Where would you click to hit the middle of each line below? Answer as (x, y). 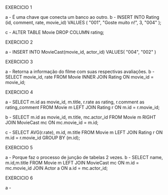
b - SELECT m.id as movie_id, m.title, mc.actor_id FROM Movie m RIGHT (81, 117)
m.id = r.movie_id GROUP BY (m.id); (43, 138)
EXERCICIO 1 (19, 7)
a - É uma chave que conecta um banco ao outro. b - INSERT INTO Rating (82, 17)
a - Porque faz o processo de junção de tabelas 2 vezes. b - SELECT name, (84, 157)
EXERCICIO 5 (19, 147)
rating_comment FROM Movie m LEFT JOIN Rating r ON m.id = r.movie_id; (82, 107)
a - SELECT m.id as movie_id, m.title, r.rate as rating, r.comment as (75, 102)
